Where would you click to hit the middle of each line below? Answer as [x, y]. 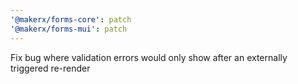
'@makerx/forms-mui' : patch [69, 29]
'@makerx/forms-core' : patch [71, 19]
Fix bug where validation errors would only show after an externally [149, 57]
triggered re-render [50, 68]
